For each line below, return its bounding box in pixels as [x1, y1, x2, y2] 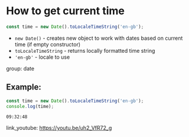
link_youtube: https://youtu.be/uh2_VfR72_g [6, 125, 112, 132]
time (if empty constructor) [14, 40, 81, 48]
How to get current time [6, 4, 125, 18]
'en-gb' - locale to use [14, 53, 70, 60]
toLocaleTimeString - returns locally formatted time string [14, 47, 155, 54]
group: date [6, 65, 34, 72]
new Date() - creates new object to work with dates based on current [14, 34, 183, 42]
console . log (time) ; [6, 103, 54, 109]
